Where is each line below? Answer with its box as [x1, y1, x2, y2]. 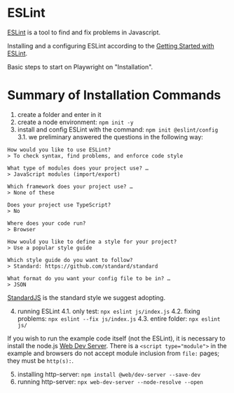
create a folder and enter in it [17, 110, 102, 118]
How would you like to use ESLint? [7, 146, 111, 153]
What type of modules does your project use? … [7, 165, 149, 172]
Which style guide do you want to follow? [7, 256, 133, 263]
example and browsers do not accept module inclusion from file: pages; [7, 349, 220, 357]
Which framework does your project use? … [7, 183, 133, 190]
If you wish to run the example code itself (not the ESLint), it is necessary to [7, 334, 226, 343]
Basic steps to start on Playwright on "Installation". [7, 62, 153, 71]
